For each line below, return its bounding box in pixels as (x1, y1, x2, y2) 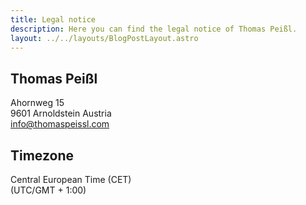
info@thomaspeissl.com (10, 118, 110, 130)
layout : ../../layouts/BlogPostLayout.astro (10, 33, 199, 43)
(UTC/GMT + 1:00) (10, 184, 87, 196)
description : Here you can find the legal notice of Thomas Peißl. (10, 24, 298, 34)
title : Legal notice (10, 14, 97, 25)
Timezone (10, 147, 75, 164)
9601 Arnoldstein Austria (10, 107, 112, 120)
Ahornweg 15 (10, 97, 65, 109)
